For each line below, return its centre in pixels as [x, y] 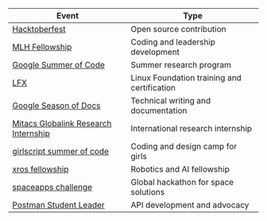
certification [153, 88]
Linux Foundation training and [186, 78]
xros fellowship [41, 169]
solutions [148, 192]
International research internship [192, 128]
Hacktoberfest [39, 29]
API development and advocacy [190, 205]
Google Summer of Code [59, 65]
